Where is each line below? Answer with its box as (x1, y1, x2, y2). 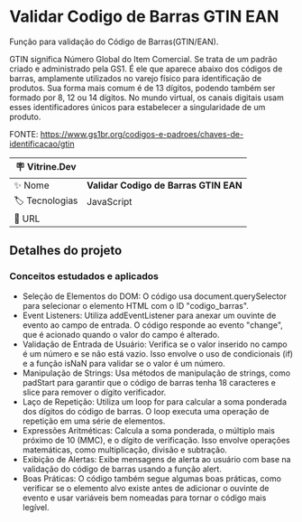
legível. (22, 501, 50, 512)
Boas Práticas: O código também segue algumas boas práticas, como (22, 472, 282, 484)
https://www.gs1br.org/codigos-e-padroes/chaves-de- (40, 128, 244, 139)
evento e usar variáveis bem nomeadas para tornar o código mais (22, 492, 267, 503)
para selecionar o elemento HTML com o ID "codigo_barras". (22, 300, 250, 311)
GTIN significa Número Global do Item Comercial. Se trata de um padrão (9, 53, 278, 64)
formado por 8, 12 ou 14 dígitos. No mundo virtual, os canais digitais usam (9, 92, 284, 103)
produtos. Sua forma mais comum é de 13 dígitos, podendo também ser (9, 82, 276, 93)
